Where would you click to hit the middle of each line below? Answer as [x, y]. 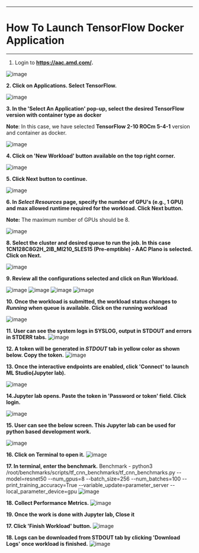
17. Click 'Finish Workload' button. [49, 526]
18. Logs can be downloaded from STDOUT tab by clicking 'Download [93, 537]
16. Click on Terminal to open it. [45, 454]
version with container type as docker [54, 115]
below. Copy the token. [35, 355]
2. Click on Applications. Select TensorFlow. [62, 85]
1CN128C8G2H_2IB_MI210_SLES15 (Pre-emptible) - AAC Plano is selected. [99, 249]
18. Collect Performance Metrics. [48, 502]
